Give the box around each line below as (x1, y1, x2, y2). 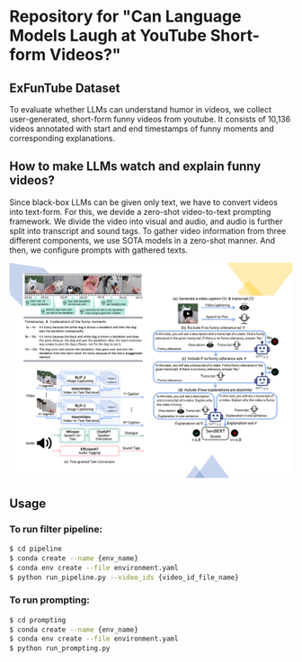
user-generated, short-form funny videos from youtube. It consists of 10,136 (9, 114, 291, 124)
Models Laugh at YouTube (9, 25, 207, 46)
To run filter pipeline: (9, 523, 103, 535)
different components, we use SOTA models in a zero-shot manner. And (9, 235, 276, 246)
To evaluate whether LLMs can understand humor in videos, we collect (9, 104, 272, 114)
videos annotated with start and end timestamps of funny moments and (9, 123, 274, 134)
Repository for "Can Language (9, 6, 242, 27)
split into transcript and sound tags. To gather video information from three (9, 225, 287, 236)
